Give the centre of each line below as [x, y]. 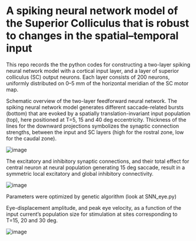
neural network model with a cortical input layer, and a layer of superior [93, 71]
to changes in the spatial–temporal [92, 36]
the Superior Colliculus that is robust [98, 23]
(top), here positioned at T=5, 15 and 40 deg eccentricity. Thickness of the [96, 119]
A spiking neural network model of [92, 11]
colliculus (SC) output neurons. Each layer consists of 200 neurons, [88, 77]
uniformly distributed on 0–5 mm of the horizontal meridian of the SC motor [97, 83]
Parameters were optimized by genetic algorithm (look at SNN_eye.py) [91, 196]
